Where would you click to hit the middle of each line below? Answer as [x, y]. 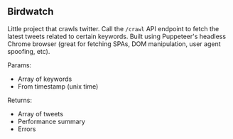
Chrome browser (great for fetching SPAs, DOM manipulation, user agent [114, 44]
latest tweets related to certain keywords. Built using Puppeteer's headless [116, 36]
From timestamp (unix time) [58, 86]
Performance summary [51, 121]
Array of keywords [45, 79]
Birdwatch [31, 12]
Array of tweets [40, 113]
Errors [27, 129]
